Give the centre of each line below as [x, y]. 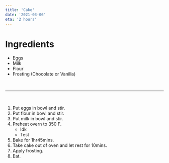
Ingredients [30, 44]
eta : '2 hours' [21, 19]
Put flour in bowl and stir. [38, 113]
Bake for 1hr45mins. [33, 140]
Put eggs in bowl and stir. [39, 108]
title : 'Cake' [20, 10]
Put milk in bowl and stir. [38, 119]
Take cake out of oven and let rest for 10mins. [60, 145]
